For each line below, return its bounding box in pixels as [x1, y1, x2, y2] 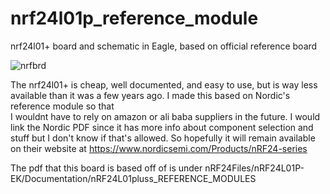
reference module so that [10, 100, 115, 112]
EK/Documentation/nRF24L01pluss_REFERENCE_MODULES [10, 172, 257, 184]
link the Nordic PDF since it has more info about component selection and [10, 121, 314, 133]
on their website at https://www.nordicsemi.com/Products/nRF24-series [10, 142, 308, 154]
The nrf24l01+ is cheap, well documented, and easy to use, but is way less [10, 78, 318, 91]
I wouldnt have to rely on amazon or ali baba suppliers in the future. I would [10, 110, 321, 122]
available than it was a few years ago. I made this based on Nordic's [10, 89, 291, 101]
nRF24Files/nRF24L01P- [204, 162, 305, 174]
